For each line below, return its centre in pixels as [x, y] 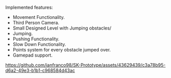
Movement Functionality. [39, 17]
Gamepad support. [33, 55]
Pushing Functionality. [36, 39]
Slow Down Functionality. [39, 44]
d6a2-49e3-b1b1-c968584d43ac [40, 70]
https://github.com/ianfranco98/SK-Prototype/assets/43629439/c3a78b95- [85, 65]
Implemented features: [29, 7]
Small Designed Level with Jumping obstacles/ [62, 28]
